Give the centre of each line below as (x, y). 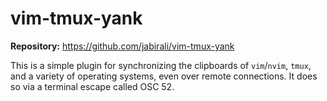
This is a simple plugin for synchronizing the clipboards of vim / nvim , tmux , (161, 65)
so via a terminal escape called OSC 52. (92, 86)
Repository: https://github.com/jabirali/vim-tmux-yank (122, 46)
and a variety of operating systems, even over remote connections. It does (164, 76)
